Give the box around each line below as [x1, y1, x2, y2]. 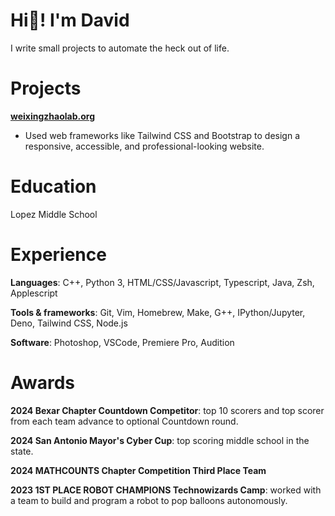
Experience [10, 244, 107, 266]
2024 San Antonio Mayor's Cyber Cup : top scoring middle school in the [10, 434, 310, 446]
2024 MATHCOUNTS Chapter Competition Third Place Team [10, 464, 267, 476]
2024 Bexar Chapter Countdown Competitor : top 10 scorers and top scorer [10, 404, 325, 416]
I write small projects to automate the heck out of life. [10, 42, 230, 54]
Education [10, 175, 97, 198]
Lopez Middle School [10, 208, 98, 220]
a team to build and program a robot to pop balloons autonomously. [10, 494, 288, 506]
